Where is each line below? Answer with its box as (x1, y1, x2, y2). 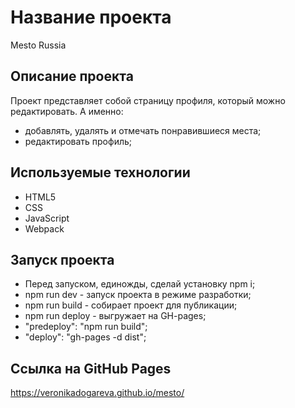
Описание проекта (10, 68, 134, 85)
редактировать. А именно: (10, 105, 124, 117)
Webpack (24, 222, 65, 235)
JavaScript (24, 212, 70, 224)
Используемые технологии (10, 164, 191, 181)
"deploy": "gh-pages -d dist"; (24, 331, 147, 343)
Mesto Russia (10, 39, 67, 51)
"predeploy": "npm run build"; (24, 321, 148, 333)
